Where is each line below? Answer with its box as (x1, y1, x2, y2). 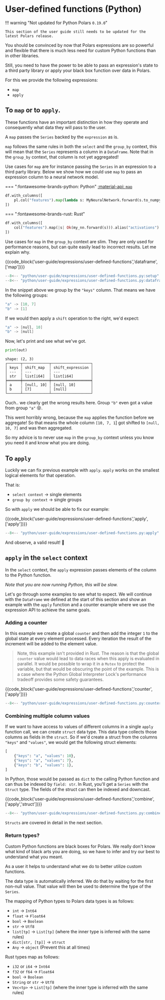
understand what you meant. (5, 854, 63, 860)
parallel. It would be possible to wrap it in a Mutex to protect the (17, 661, 145, 667)
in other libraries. (5, 53, 40, 59)
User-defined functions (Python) (5, 3, 142, 15)
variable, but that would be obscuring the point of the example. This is (17, 666, 159, 672)
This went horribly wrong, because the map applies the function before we (5, 415, 154, 421)
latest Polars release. (5, 33, 54, 38)
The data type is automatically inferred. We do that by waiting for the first (5, 878, 154, 884)
